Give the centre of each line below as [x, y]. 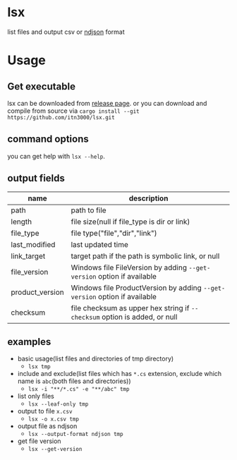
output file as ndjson [47, 426]
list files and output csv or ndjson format [66, 32]
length [22, 222]
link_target [28, 256]
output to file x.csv [45, 411]
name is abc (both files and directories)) [74, 381]
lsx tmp [39, 367]
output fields [36, 178]
